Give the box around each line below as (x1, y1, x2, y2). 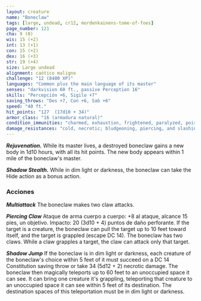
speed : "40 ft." (6, 103, 47, 110)
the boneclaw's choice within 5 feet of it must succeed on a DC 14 (6, 256, 169, 263)
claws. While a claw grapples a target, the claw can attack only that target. (6, 238, 190, 245)
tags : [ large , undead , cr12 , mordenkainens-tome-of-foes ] (6, 20, 154, 26)
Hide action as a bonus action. (6, 173, 81, 180)
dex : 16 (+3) (6, 53, 39, 59)
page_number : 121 (6, 25, 50, 32)
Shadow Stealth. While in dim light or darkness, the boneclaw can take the (6, 166, 191, 174)
